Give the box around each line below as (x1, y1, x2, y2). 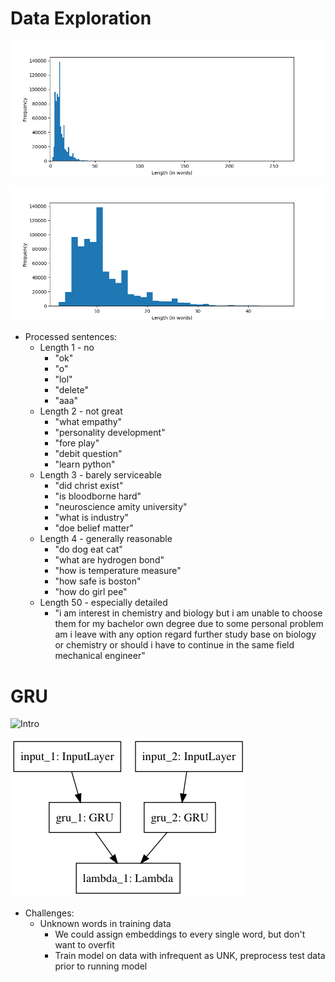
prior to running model (54, 960, 148, 972)
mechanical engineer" (54, 650, 146, 662)
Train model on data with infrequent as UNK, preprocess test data (54, 950, 326, 962)
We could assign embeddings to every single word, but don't (54, 928, 306, 941)
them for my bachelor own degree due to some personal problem (54, 618, 324, 630)
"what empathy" (54, 416, 123, 428)
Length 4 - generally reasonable (39, 533, 173, 545)
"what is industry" (54, 512, 130, 524)
